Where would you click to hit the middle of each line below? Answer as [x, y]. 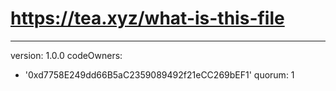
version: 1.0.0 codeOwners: [66, 55]
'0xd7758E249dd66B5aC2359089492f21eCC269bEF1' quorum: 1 [159, 74]
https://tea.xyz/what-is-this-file [147, 18]
